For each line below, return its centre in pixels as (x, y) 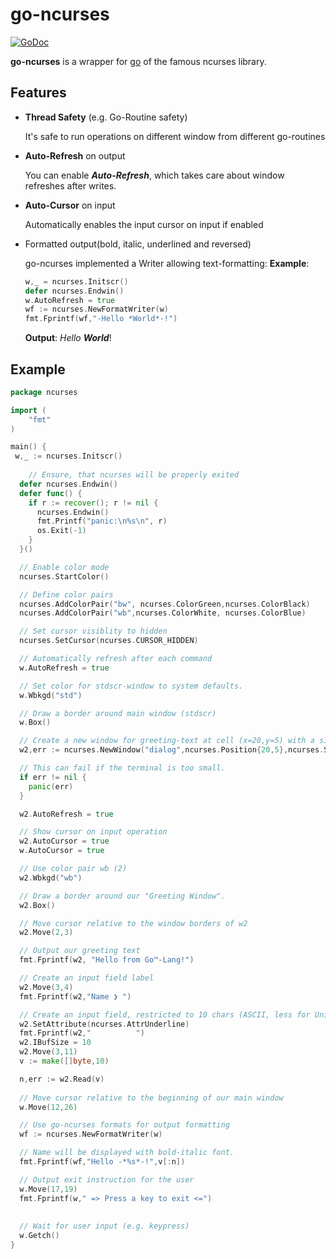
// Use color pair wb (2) (73, 869)
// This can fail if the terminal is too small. (122, 768)
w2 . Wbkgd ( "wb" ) (51, 878)
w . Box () (35, 723)
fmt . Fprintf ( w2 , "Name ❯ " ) (75, 996)
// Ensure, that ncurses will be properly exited (134, 475)
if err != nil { (53, 777)
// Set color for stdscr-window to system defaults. (131, 686)
